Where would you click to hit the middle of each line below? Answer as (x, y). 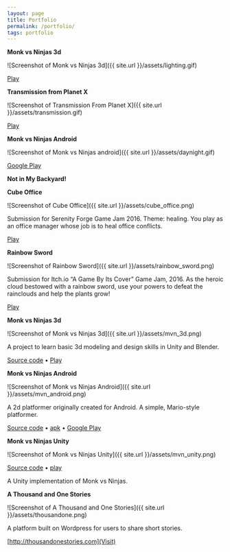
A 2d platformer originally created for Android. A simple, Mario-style (104, 407)
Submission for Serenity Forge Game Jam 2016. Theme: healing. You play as (115, 219)
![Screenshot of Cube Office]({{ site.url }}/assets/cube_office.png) (101, 206)
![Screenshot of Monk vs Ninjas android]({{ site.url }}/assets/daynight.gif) (111, 152)
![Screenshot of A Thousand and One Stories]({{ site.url (86, 507)
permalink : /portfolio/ (41, 26)
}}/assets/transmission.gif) (45, 112)
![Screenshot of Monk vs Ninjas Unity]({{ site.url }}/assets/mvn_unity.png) (112, 455)
